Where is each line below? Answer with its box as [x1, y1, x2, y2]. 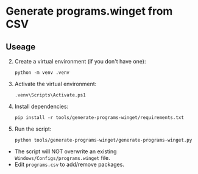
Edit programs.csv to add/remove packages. [14, 161, 124, 168]
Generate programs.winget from [5, 4, 173, 18]
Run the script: [14, 125, 52, 132]
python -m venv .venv [14, 70, 69, 76]
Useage [5, 42, 36, 52]
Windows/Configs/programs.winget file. [14, 154, 110, 161]
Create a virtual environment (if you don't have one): [14, 58, 146, 65]
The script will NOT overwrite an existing [14, 148, 117, 155]
